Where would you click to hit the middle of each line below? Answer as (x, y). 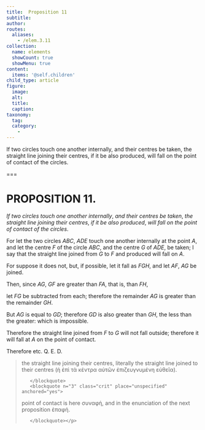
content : (17, 69)
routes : (16, 29)
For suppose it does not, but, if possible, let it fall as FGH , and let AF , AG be (102, 266)
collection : (21, 47)
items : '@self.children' (44, 75)
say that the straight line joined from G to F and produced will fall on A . (95, 254)
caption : (23, 109)
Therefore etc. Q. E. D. (34, 351)
